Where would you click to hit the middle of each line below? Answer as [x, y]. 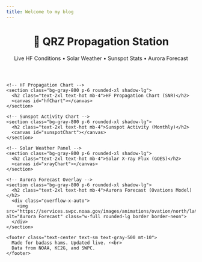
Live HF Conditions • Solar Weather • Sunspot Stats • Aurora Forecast [101, 58]
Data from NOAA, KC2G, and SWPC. [54, 248]
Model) [184, 190]
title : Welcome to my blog [40, 12]
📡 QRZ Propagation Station [101, 41]
